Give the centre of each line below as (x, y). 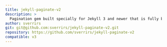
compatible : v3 (21, 37)
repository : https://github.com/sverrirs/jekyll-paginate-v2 (70, 32)
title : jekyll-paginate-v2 (33, 10)
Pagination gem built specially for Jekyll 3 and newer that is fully (84, 19)
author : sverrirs (23, 23)
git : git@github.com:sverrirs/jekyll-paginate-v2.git (62, 28)
